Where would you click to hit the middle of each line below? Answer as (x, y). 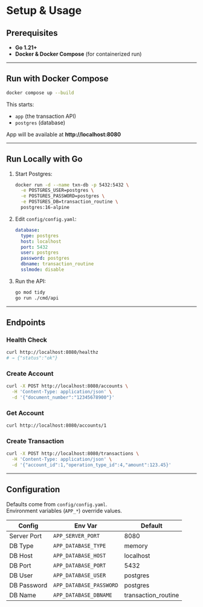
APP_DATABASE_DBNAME (83, 595)
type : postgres (40, 236)
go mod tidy (30, 292)
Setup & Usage (44, 11)
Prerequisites (32, 33)
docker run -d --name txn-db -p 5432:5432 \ (72, 185)
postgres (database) (40, 123)
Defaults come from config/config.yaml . (57, 504)
